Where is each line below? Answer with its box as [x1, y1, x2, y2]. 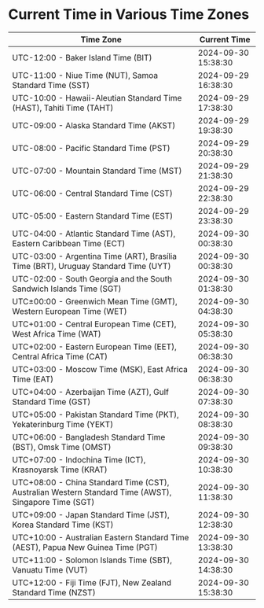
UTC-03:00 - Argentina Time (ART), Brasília [12, 250, 177, 261]
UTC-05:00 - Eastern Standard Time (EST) [12, 210, 174, 221]
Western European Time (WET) [12, 305, 127, 316]
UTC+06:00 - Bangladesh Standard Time [12, 431, 166, 442]
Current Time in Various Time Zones [8, 6, 250, 24]
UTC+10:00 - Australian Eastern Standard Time [12, 532, 189, 543]
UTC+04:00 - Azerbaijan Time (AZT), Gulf [12, 386, 169, 397]
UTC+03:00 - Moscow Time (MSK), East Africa [12, 363, 189, 374]
